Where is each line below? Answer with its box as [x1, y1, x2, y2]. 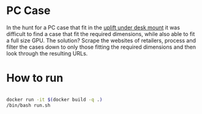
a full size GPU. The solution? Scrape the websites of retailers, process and [6, 37, 196, 44]
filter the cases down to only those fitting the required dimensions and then [6, 43, 196, 51]
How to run [6, 71, 64, 85]
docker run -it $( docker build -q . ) [6, 96, 103, 102]
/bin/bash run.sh [6, 102, 51, 109]
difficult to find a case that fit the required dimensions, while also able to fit [6, 30, 195, 37]
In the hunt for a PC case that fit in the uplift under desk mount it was [6, 24, 181, 31]
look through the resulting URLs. [6, 49, 88, 57]
